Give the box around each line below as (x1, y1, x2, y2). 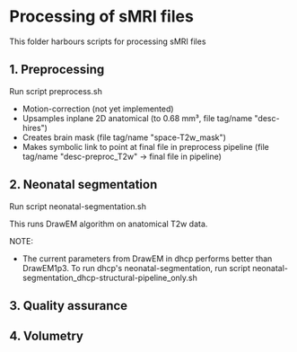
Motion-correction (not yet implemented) (22, 103, 174, 114)
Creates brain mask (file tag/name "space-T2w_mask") (22, 132, 227, 143)
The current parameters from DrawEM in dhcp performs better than (22, 253, 273, 264)
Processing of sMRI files (9, 6, 195, 27)
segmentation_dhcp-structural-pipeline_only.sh (22, 272, 197, 283)
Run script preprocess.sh (9, 85, 103, 96)
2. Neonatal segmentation (9, 177, 158, 192)
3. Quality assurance (9, 298, 128, 313)
